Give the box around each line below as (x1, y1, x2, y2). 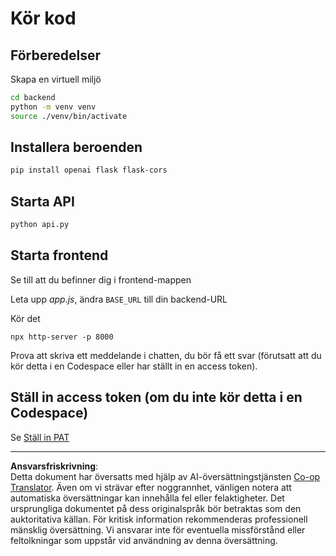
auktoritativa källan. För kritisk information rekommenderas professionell (10, 513, 308, 525)
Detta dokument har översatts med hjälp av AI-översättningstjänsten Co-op (10, 470, 321, 482)
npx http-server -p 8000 (10, 332, 114, 342)
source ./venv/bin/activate (10, 111, 128, 121)
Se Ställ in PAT (10, 431, 70, 443)
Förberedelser (10, 47, 102, 64)
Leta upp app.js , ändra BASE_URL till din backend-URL (10, 293, 228, 305)
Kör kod (10, 7, 77, 30)
